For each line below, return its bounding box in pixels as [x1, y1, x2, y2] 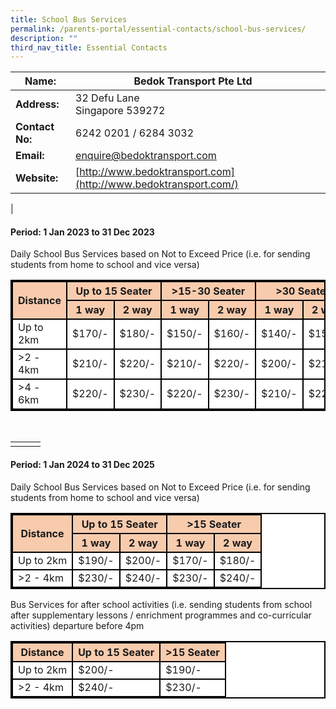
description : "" [10, 33, 78, 43]
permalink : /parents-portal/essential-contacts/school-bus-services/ [10, 24, 307, 34]
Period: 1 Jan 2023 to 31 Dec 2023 [10, 226, 155, 238]
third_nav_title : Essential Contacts [10, 42, 168, 53]
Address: [15, 97, 60, 111]
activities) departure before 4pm [10, 619, 145, 631]
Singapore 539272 [75, 104, 166, 118]
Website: [15, 171, 59, 185]
